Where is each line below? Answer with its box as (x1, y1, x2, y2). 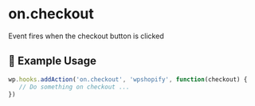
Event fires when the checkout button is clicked (8, 31, 165, 41)
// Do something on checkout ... (18, 83, 130, 91)
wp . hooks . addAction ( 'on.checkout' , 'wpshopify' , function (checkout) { (8, 75, 248, 84)
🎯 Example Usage (8, 54, 97, 68)
